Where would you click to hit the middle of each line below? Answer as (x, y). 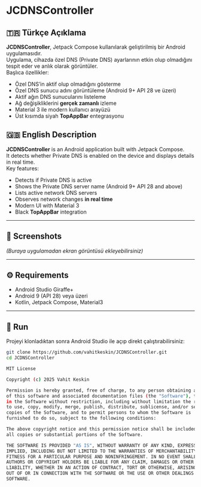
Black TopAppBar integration (51, 212)
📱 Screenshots (34, 237)
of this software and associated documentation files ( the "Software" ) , (99, 396)
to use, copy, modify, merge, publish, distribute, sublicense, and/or (97, 407)
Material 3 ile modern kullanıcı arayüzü (63, 109)
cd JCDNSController (31, 358)
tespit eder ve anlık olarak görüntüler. (52, 66)
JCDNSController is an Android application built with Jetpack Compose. (95, 149)
